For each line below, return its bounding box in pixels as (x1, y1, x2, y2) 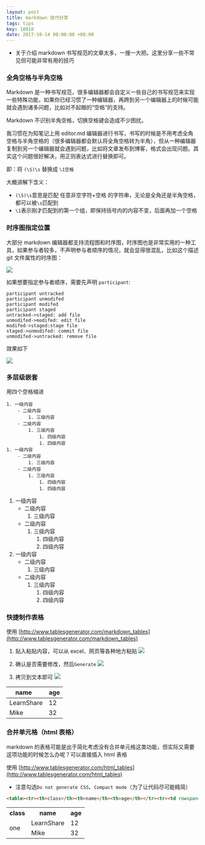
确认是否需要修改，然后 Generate (15, 661, 96, 668)
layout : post (6, 9, 40, 15)
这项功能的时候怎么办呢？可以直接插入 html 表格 (6, 750, 128, 758)
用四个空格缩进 (6, 388, 44, 396)
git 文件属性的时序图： (6, 254, 63, 261)
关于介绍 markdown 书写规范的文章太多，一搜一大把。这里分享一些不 (15, 49, 190, 57)
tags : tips (6, 20, 34, 26)
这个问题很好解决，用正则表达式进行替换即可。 (11, 153, 129, 160)
